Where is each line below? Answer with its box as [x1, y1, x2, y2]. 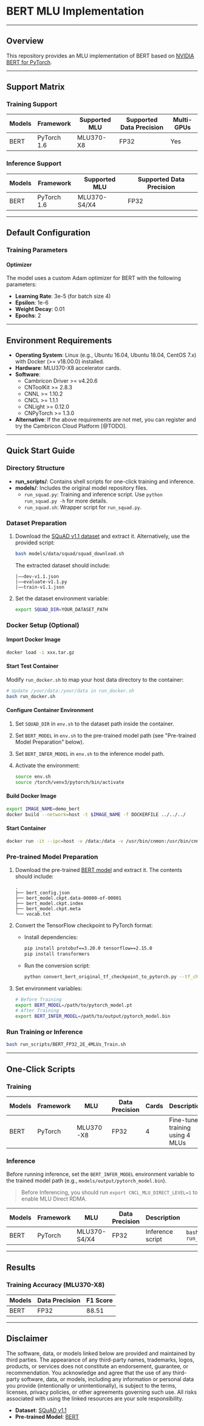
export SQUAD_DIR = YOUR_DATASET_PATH [15, 606, 108, 612]
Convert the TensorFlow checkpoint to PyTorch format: [15, 922, 153, 929]
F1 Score [86, 1296, 114, 1304]
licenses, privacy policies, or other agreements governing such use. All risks [6, 1388, 197, 1396]
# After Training [15, 1007, 59, 1014]
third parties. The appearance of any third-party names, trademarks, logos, [6, 1356, 194, 1363]
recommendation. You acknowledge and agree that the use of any [6, 1369, 172, 1376]
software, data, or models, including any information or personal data [21, 1375, 194, 1383]
